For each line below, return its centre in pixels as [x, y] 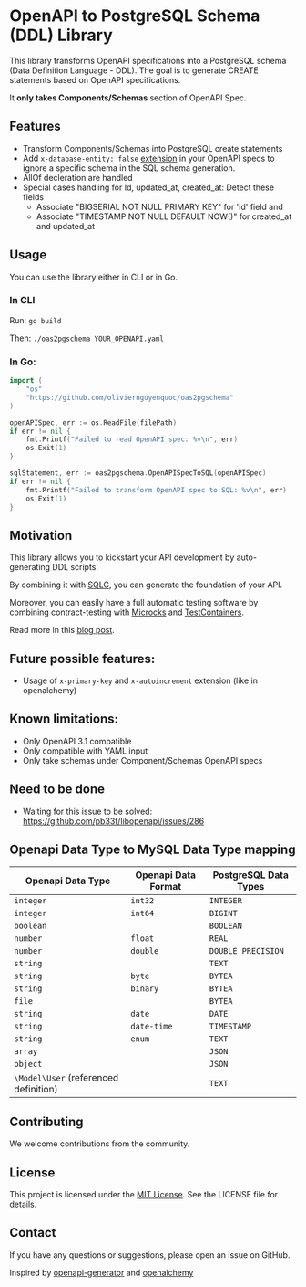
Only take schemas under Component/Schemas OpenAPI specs [143, 760]
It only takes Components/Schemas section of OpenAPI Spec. [128, 98]
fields [33, 196]
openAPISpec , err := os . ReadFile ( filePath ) [93, 422]
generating [30, 567]
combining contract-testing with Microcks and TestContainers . [127, 612]
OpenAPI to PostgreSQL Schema [135, 16]
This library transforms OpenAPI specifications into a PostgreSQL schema [148, 60]
